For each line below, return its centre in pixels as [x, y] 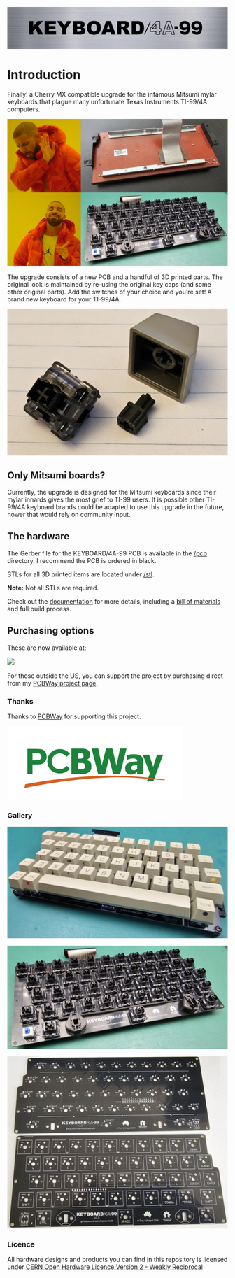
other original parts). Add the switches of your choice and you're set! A [109, 292]
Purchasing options [51, 631]
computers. [24, 109]
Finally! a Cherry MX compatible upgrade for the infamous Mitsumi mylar [112, 94]
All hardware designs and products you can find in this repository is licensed [117, 1259]
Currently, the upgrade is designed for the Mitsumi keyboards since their [112, 492]
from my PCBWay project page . [52, 683]
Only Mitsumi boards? [56, 475]
